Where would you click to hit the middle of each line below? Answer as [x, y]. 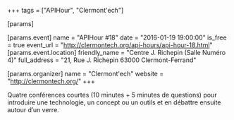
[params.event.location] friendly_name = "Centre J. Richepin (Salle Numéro [117, 53]
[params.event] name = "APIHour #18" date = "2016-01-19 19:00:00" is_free [117, 37]
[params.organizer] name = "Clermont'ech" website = [86, 74]
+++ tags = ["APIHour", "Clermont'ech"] [66, 10]
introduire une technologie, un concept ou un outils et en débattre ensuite [114, 102]
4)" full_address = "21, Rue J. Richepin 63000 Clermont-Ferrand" [102, 60]
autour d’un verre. [33, 110]
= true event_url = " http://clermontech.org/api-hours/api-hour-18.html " [110, 45]
